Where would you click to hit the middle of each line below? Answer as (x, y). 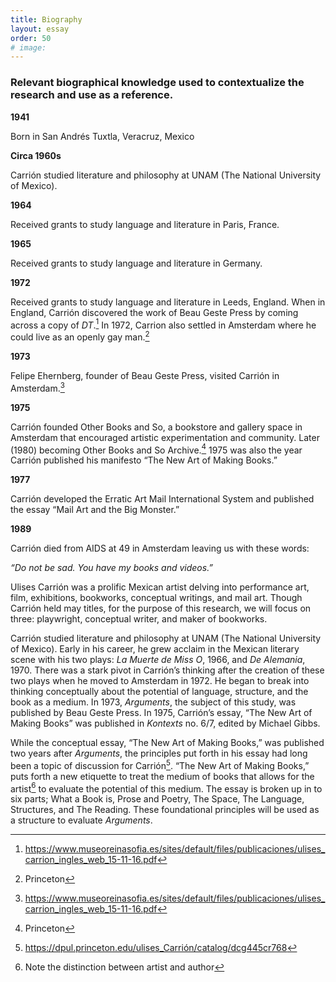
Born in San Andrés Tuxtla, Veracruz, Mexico (102, 136)
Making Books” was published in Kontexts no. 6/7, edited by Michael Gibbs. (165, 723)
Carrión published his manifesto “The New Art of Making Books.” (144, 460)
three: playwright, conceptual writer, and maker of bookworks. (139, 619)
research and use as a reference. (92, 95)
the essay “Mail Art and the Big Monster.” (95, 510)
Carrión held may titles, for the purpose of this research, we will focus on (161, 608)
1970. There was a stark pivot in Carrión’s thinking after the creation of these (167, 670)
